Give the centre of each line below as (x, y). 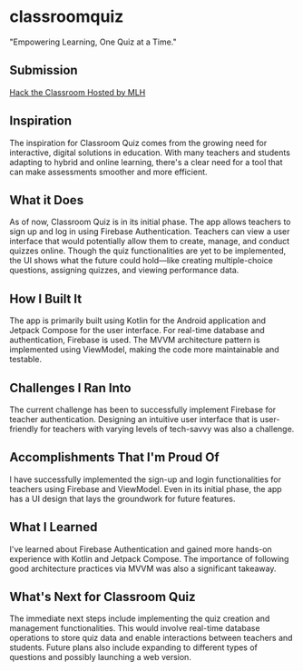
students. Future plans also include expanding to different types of (134, 647)
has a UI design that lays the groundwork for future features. (122, 498)
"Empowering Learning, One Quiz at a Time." (93, 42)
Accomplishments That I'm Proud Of (114, 457)
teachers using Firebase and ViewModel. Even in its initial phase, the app (146, 488)
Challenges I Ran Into (70, 388)
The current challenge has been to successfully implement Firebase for (143, 410)
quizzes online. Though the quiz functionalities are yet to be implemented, (148, 251)
